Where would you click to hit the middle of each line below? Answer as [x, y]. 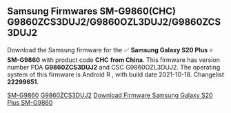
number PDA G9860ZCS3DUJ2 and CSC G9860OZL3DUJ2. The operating [114, 67]
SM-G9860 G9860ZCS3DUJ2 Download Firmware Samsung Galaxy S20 [110, 95]
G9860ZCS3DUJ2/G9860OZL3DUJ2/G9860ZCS [114, 22]
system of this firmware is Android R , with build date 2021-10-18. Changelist [115, 74]
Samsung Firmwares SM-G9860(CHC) [92, 11]
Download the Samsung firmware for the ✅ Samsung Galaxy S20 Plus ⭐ [110, 50]
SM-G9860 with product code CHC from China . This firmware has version [114, 60]
